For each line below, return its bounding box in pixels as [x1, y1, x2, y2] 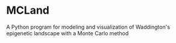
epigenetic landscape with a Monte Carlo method [6, 29, 129, 36]
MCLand [6, 4, 49, 17]
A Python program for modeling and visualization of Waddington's [6, 23, 171, 30]
